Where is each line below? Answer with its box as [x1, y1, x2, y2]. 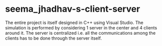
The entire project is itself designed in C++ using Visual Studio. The [5, 20, 144, 25]
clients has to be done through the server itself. [5, 35, 102, 41]
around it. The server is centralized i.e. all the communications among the [5, 30, 156, 36]
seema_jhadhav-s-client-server [5, 3, 140, 15]
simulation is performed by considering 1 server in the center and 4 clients [5, 24, 158, 30]
